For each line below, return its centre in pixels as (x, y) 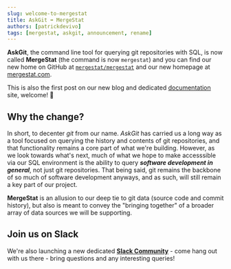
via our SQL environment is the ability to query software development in (110, 163)
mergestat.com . (30, 74)
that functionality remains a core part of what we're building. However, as (111, 148)
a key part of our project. (42, 185)
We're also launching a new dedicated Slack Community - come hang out (112, 251)
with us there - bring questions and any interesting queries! (91, 258)
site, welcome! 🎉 (31, 95)
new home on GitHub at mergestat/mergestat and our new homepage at (109, 67)
